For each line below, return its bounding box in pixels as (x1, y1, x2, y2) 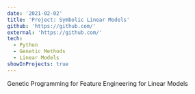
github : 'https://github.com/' (7, 22, 96, 29)
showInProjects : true (7, 61, 69, 67)
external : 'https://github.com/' (7, 29, 103, 36)
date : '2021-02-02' (7, 10, 63, 17)
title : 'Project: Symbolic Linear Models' (7, 16, 130, 23)
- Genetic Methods (13, 48, 66, 55)
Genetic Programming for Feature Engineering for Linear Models (7, 79, 188, 87)
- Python (13, 42, 38, 48)
